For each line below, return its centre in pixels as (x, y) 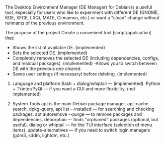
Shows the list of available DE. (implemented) (59, 47)
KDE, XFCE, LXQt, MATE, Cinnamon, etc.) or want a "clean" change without (82, 18)
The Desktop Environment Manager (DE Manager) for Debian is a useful (79, 7)
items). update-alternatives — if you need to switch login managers (81, 130)
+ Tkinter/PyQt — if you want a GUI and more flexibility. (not (74, 89)
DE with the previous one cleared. (47, 69)
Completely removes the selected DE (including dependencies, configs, (86, 58)
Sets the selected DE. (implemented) (50, 53)
